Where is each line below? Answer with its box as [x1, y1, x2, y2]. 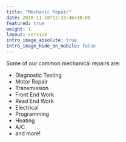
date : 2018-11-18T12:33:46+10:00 [6, 15, 91, 21]
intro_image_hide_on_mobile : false [6, 43, 96, 49]
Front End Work [15, 91, 55, 98]
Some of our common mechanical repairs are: [6, 59, 121, 67]
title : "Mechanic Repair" [6, 9, 71, 15]
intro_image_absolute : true [6, 37, 78, 43]
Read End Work [15, 97, 55, 104]
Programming [15, 110, 50, 118]
